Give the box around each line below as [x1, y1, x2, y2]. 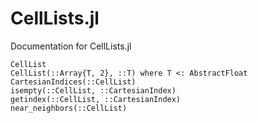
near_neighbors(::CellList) [10, 103, 128, 113]
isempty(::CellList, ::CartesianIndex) [10, 85, 177, 96]
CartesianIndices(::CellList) [10, 77, 137, 87]
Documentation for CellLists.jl [10, 40, 132, 52]
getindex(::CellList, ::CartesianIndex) [10, 94, 182, 104]
